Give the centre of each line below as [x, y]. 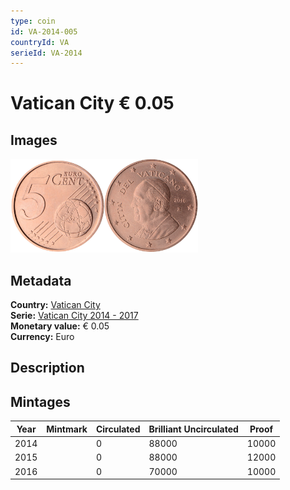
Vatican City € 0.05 [92, 103]
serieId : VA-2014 [46, 53]
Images [34, 140]
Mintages [40, 401]
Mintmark [67, 429]
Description [47, 368]
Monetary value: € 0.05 [60, 326]
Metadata [41, 280]
